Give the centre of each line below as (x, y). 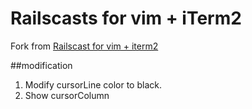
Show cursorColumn (67, 95)
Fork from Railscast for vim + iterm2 (84, 46)
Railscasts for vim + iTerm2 (126, 18)
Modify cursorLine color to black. (93, 84)
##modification (41, 65)
